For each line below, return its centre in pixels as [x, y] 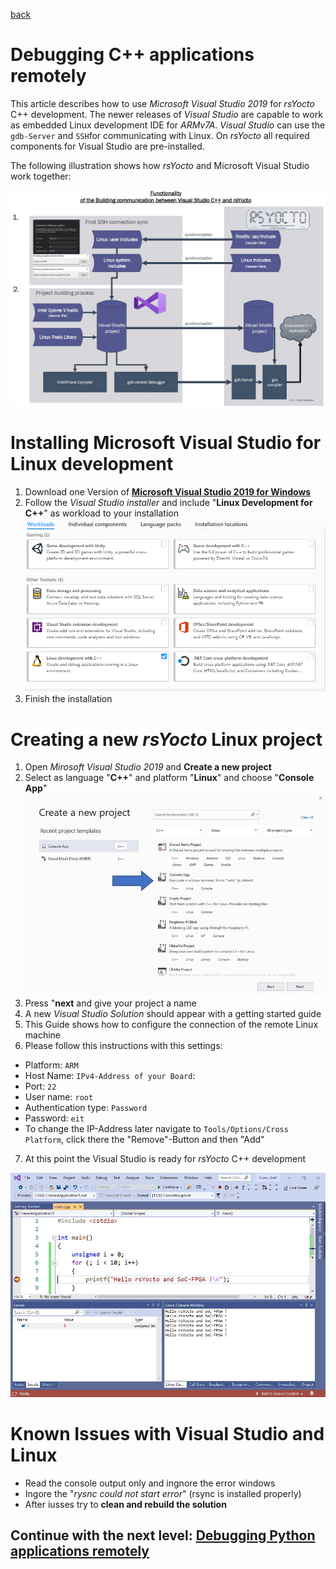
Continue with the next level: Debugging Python [163, 1535]
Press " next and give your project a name [110, 1003]
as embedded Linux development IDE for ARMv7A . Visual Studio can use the [168, 125]
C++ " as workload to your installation [101, 513]
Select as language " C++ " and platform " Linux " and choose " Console [169, 778]
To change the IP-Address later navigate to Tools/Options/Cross [156, 1128]
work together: [41, 176]
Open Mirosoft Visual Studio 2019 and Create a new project [148, 767]
